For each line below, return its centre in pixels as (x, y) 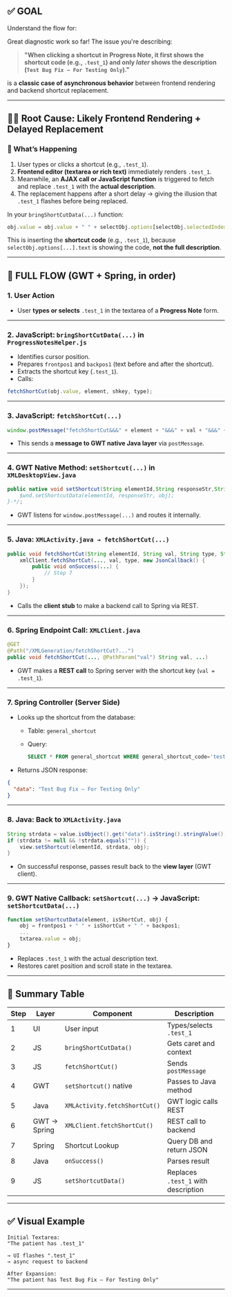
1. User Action (31, 295)
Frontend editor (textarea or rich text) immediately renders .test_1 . (114, 172)
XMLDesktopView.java (42, 476)
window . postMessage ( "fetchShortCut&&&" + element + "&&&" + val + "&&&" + (117, 430)
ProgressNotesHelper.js (47, 342)
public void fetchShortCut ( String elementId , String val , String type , (112, 554)
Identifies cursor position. (54, 357)
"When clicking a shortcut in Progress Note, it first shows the (114, 55)
